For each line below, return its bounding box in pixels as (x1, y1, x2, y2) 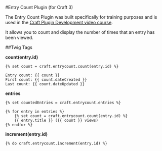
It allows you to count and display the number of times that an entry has (5, 29, 155, 35)
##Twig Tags (5, 44, 33, 50)
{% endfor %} (5, 122, 33, 127)
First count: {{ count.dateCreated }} (5, 77, 87, 82)
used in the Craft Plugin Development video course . (5, 20, 113, 25)
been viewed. (5, 35, 34, 40)
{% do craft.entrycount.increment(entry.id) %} (5, 141, 108, 146)
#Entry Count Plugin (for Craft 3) (5, 5, 73, 10)
